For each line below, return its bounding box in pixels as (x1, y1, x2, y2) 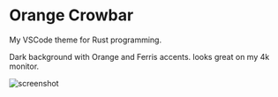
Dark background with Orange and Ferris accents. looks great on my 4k (9, 51, 270, 62)
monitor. (9, 61, 40, 71)
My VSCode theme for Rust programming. (9, 34, 162, 45)
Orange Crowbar (9, 5, 134, 26)
